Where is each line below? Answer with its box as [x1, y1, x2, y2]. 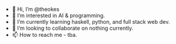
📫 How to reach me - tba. [11, 32, 77, 38]
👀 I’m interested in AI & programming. [11, 12, 105, 19]
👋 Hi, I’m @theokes [11, 6, 59, 12]
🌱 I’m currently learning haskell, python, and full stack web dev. [11, 18, 171, 25]
